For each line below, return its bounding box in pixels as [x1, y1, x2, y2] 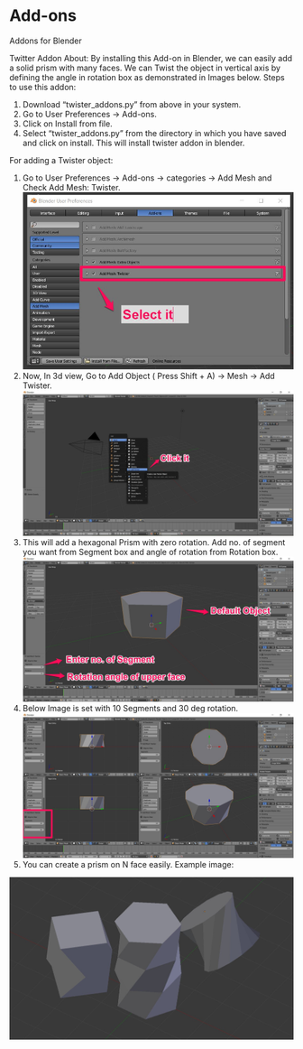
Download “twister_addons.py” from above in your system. [22, 98, 242, 109]
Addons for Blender [9, 35, 83, 46]
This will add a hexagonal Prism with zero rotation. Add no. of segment [22, 537, 286, 548]
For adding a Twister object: [9, 154, 114, 165]
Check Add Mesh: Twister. [22, 181, 121, 192]
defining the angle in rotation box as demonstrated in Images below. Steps [9, 71, 286, 82]
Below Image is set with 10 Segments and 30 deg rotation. [22, 703, 239, 714]
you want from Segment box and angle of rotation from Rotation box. [22, 547, 279, 558]
